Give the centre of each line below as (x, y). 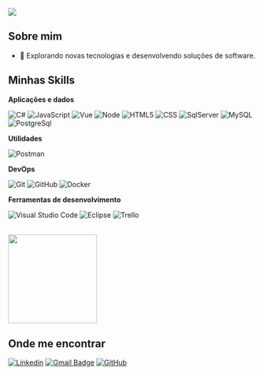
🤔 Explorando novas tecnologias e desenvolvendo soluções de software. (137, 55)
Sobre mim (35, 37)
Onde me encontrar (57, 344)
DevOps (22, 169)
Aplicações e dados (41, 99)
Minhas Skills (42, 80)
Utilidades (25, 138)
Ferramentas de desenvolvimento (65, 199)
